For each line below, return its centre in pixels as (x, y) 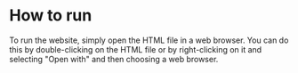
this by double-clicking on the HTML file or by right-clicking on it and (136, 49)
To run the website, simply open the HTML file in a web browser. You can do (149, 40)
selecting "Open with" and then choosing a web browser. (114, 59)
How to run (51, 16)
